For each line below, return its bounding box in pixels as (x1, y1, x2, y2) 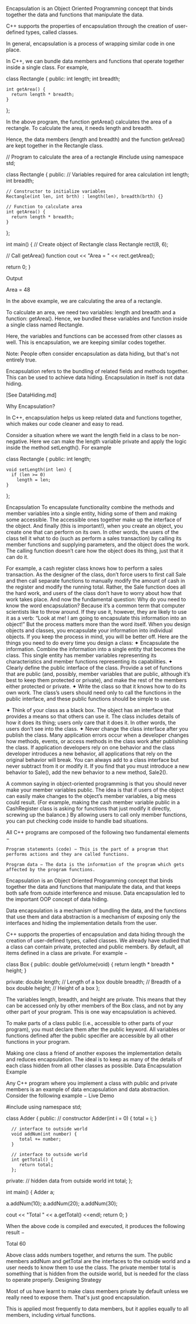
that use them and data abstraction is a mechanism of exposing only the (6, 913, 180, 920)
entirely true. (6, 356, 37, 363)
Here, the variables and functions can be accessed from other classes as (6, 333, 183, 339)
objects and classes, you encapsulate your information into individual (6, 627, 173, 634)
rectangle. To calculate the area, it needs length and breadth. (6, 125, 153, 131)
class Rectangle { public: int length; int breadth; (6, 75, 121, 82)
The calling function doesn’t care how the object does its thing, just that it (6, 547, 183, 554)
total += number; (19, 1136, 61, 1142)
